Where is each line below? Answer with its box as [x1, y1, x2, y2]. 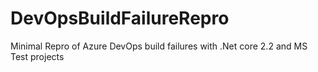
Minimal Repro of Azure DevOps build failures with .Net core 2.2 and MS [10, 40, 308, 52]
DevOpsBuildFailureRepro [10, 7, 230, 30]
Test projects [10, 50, 65, 62]
